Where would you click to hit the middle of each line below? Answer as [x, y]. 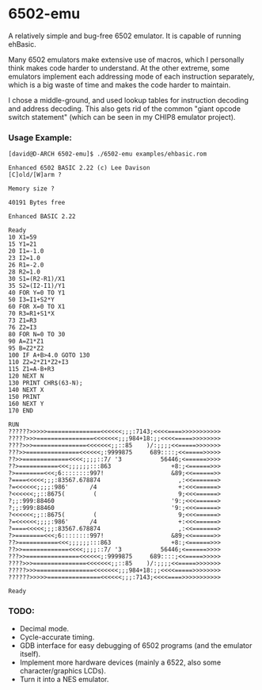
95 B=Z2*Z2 [26, 349]
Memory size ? [32, 189]
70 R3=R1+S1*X [32, 314]
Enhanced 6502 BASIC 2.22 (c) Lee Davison [79, 168]
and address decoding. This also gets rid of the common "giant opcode [125, 109]
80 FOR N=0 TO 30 [37, 335]
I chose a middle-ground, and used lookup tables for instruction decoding [129, 100]
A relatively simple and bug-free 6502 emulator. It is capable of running [125, 36]
